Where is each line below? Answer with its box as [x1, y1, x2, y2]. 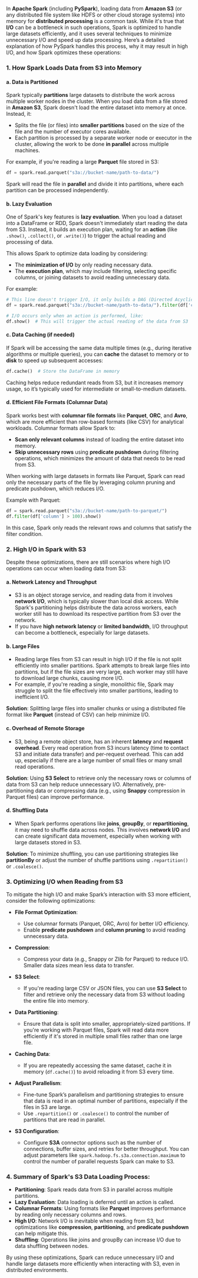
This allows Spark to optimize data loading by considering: [6, 250, 148, 257]
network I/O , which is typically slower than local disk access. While [14, 598, 179, 605]
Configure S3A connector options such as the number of [23, 1139, 162, 1146]
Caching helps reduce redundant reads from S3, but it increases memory [6, 379, 184, 386]
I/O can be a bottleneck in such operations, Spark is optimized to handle [6, 24, 181, 31]
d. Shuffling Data [6, 807, 48, 814]
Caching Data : [14, 1051, 51, 1058]
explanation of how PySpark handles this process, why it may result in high [6, 43, 189, 50]
